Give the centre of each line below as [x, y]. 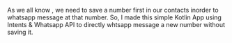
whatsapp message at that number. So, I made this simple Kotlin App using [114, 17]
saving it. [20, 32]
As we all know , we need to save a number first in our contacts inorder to [113, 10]
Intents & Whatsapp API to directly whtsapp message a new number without [116, 25]
